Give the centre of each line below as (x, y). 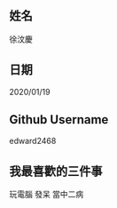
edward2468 (33, 141)
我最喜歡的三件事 (56, 171)
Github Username (59, 120)
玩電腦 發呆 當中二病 (47, 195)
